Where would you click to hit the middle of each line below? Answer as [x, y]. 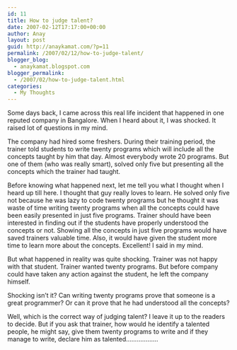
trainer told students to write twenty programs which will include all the [111, 149]
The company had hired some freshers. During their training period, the [111, 141]
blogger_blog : [28, 60]
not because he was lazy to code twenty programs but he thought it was [113, 200]
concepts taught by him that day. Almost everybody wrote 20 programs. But [118, 157]
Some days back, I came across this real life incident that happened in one [116, 113]
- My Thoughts [34, 93]
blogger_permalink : [36, 73]
